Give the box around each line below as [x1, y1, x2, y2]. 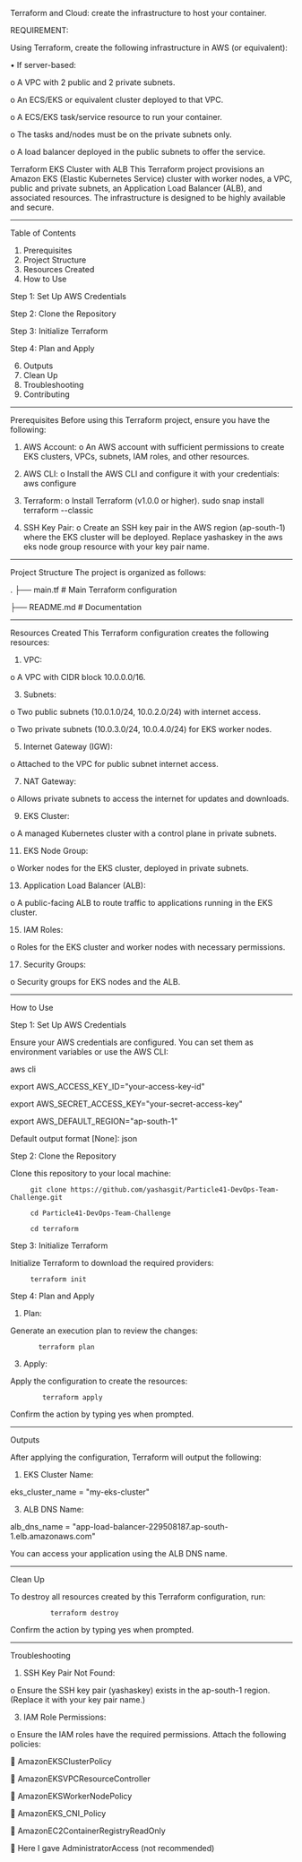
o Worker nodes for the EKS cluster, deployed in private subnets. [10, 863, 249, 873]
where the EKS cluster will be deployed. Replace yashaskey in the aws [22, 532, 283, 542]
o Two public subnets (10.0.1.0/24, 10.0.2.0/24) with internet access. [10, 707, 262, 717]
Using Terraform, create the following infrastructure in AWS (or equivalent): [10, 42, 288, 53]
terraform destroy [49, 1608, 119, 1617]
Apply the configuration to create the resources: [10, 1375, 188, 1386]
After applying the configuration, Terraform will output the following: [10, 1452, 263, 1462]
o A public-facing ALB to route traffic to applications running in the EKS [10, 898, 273, 908]
